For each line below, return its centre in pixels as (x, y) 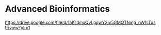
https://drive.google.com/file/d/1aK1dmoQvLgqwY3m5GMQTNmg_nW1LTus (80, 22)
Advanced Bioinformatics (57, 9)
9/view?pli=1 (17, 27)
